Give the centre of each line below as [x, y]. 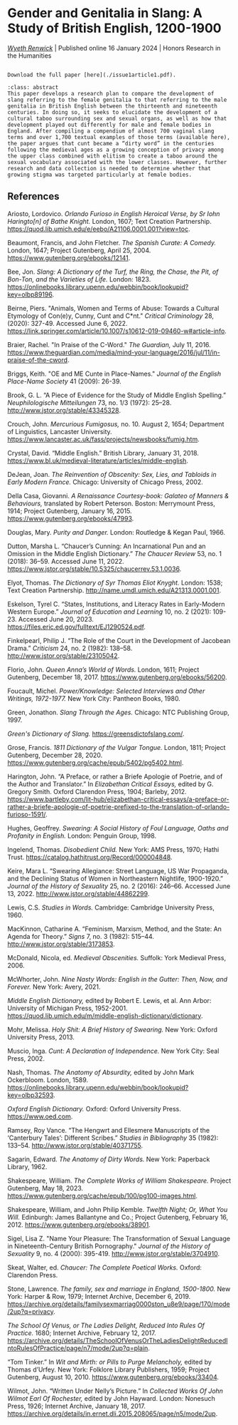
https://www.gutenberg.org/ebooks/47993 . [71, 518]
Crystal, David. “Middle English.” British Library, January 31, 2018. [103, 453]
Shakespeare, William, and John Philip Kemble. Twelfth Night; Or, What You [118, 1209]
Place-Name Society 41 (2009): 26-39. [65, 381]
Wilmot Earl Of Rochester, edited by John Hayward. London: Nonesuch [111, 1398]
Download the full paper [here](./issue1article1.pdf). [92, 75]
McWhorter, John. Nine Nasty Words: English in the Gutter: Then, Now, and [118, 979]
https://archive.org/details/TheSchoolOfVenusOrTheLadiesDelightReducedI [118, 1340]
